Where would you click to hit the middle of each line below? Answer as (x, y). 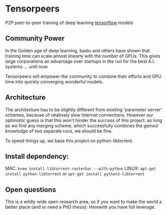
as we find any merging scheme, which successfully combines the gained (81, 126)
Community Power (35, 38)
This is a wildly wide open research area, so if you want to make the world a (83, 202)
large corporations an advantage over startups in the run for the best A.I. (80, 61)
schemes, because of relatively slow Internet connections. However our (79, 115)
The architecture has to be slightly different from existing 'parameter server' (84, 110)
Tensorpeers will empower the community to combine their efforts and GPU (83, 76)
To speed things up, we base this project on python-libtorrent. (69, 141)
